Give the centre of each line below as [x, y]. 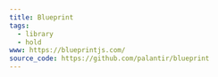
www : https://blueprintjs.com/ [67, 50]
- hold [29, 42]
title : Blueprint [42, 17]
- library [35, 34]
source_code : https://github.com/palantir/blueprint [109, 58]
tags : [19, 26]
